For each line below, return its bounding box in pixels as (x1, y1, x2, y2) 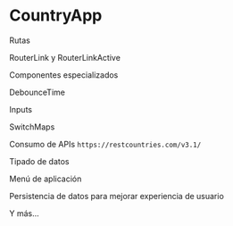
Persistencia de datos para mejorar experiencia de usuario (9, 190, 225, 201)
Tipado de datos (9, 155, 70, 166)
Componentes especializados (9, 69, 119, 80)
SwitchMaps (9, 121, 55, 132)
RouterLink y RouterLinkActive (9, 52, 121, 63)
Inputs (9, 104, 33, 114)
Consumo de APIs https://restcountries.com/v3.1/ (9, 138, 202, 149)
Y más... (9, 207, 40, 219)
